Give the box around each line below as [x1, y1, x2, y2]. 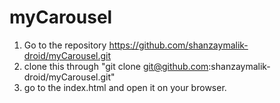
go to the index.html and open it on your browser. [23, 81, 227, 93]
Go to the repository [23, 39, 107, 51]
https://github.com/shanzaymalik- [108, 39, 249, 51]
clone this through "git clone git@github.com [23, 60, 209, 72]
